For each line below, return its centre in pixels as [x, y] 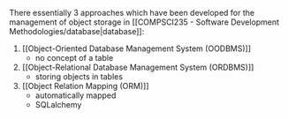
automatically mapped [76, 95]
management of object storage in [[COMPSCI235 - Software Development [144, 22]
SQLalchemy [58, 104]
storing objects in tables [79, 77]
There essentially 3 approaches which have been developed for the [132, 13]
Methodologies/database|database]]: [77, 31]
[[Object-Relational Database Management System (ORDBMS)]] [138, 67]
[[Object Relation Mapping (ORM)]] [85, 86]
